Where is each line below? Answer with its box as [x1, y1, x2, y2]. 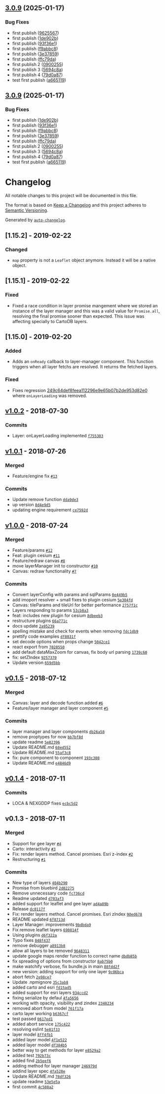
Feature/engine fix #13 [12, 473, 58, 479]
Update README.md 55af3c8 [12, 750, 71, 756]
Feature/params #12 [12, 547, 53, 553]
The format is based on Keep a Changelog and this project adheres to [5, 202, 147, 208]
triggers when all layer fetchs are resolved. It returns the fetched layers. [12, 364, 158, 370]
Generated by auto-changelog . [5, 217, 66, 223]
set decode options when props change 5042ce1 [12, 639, 110, 645]
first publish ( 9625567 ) [12, 30, 59, 36]
